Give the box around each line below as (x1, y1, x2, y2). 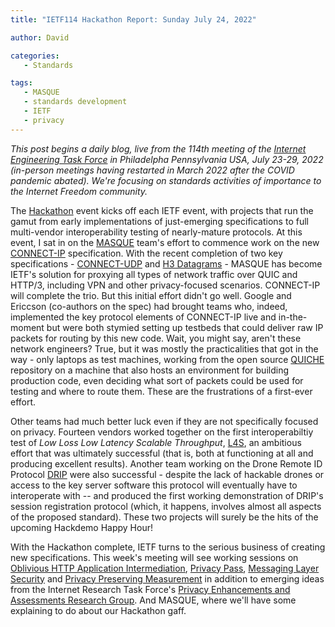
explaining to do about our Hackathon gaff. (10, 604, 187, 616)
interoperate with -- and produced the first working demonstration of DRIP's (10, 489, 324, 501)
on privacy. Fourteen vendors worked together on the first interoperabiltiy (10, 426, 314, 438)
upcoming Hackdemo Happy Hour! (10, 521, 153, 533)
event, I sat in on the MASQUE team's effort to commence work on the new (10, 236, 320, 248)
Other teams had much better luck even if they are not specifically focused (10, 415, 319, 427)
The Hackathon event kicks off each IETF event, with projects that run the (10, 204, 314, 216)
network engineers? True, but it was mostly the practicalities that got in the (10, 342, 319, 355)
